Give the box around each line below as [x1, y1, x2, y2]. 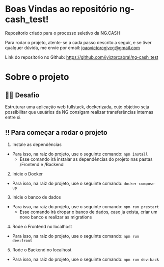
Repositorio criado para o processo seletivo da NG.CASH [5, 30, 120, 36]
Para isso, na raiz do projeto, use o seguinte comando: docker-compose [12, 180, 155, 186]
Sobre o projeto [5, 72, 69, 83]
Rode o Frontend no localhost [12, 223, 72, 229]
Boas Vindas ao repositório [5, 3, 118, 15]
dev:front [12, 238, 33, 243]
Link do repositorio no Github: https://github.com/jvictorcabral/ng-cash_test [5, 54, 159, 60]
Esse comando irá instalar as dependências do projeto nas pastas [19, 156, 153, 162]
